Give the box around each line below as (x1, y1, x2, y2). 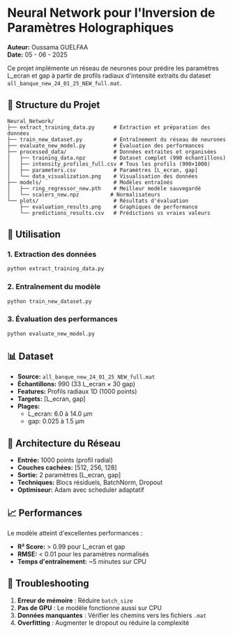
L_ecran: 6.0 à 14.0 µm (27, 409, 93, 418)
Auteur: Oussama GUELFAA (7, 43, 89, 51)
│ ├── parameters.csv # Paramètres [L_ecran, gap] (7, 167, 198, 174)
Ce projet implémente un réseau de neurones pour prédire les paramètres (7, 64, 219, 72)
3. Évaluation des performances (7, 314, 119, 324)
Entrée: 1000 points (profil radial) (17, 456, 113, 465)
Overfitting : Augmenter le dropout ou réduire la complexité (17, 618, 190, 627)
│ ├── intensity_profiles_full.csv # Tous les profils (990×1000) (7, 160, 211, 167)
